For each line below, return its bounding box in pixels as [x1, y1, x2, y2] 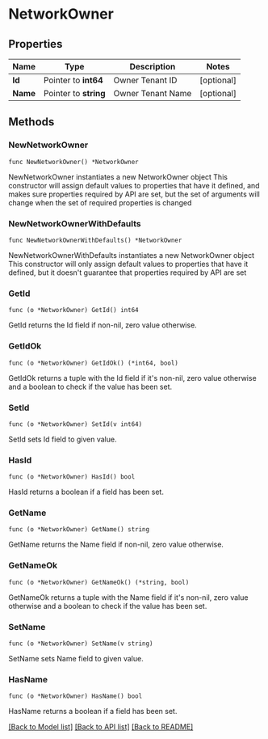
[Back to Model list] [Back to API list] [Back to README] [8, 722, 194, 732]
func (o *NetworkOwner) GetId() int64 [8, 306, 139, 315]
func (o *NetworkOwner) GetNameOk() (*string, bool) [8, 578, 190, 586]
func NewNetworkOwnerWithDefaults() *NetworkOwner [8, 236, 182, 244]
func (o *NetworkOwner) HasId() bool [8, 473, 136, 481]
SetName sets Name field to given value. [8, 654, 144, 664]
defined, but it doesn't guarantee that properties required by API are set [8, 268, 247, 277]
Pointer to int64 [43, 74, 103, 86]
